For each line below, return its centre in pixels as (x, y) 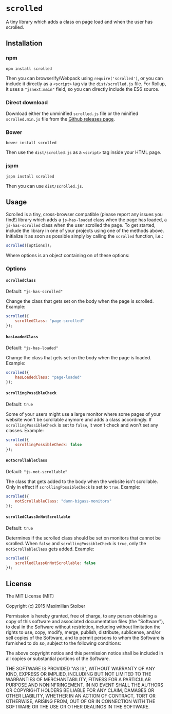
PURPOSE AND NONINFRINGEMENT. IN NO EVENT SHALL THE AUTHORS (85, 685)
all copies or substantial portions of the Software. (58, 659)
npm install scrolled (29, 69)
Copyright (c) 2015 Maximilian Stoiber (46, 606)
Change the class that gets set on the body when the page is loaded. (79, 358)
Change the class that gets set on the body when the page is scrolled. (80, 301)
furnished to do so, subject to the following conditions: (63, 643)
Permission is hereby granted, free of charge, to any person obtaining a (81, 616)
